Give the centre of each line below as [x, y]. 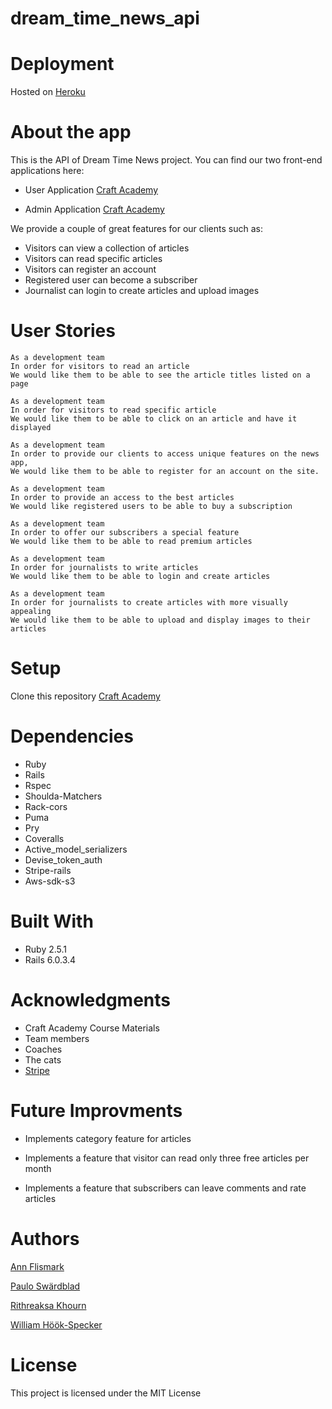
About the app [71, 132]
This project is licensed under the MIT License [106, 1393]
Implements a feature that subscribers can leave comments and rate [165, 1188]
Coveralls [44, 838]
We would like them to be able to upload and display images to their [160, 620]
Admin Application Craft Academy [94, 209]
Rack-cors [46, 806]
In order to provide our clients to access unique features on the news [165, 454]
